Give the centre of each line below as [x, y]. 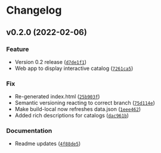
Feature [18, 49]
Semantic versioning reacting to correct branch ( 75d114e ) [85, 103]
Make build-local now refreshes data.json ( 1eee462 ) [78, 109]
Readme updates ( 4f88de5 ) [48, 144]
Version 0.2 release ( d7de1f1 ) [51, 62]
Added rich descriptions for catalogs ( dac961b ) [72, 116]
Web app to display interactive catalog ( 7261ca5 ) [74, 68]
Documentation [29, 131]
